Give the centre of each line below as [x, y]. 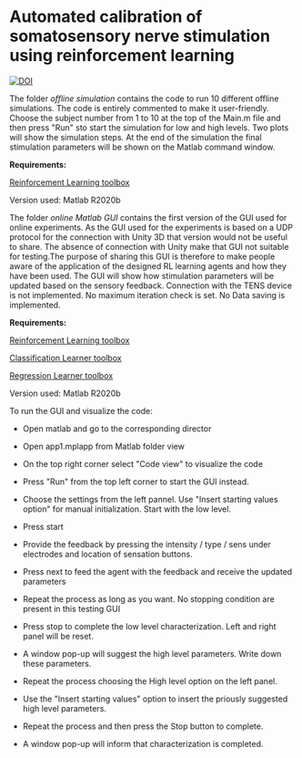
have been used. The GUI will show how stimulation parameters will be [142, 275]
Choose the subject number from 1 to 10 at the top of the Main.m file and [145, 118]
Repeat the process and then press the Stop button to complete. [143, 726]
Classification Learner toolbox [65, 358]
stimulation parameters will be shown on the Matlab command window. [142, 147]
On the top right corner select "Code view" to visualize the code [143, 463]
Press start [43, 526]
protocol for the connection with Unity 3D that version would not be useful [149, 237]
